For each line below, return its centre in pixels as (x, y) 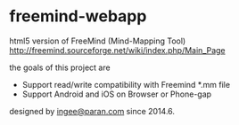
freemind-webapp (78, 16)
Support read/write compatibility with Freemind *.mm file (126, 84)
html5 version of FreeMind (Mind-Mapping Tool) (98, 41)
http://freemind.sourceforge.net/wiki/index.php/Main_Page (117, 50)
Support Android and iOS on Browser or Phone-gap (117, 94)
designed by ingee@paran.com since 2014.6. (92, 111)
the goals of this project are (60, 67)
